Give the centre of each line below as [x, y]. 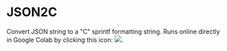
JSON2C [32, 12]
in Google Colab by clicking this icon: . [65, 40]
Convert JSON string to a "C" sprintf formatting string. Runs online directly [113, 31]
